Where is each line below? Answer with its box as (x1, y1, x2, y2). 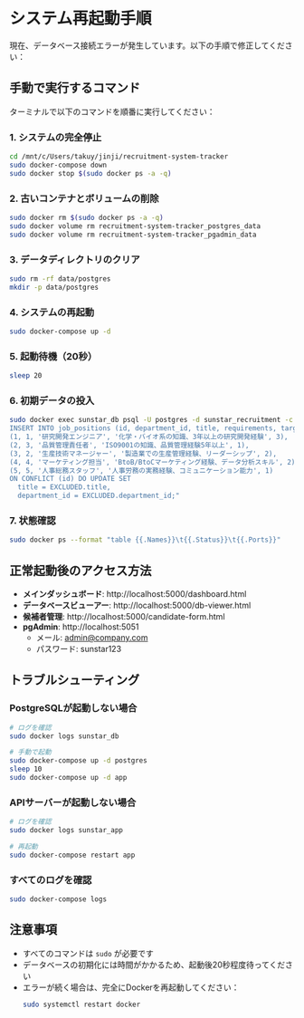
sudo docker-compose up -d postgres (9, 756, 147, 765)
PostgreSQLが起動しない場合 (9, 702, 138, 715)
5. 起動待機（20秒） (9, 350, 98, 362)
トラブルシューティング (9, 672, 140, 688)
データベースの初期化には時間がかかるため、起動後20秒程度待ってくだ (22, 959, 286, 970)
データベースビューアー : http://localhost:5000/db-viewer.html (22, 600, 252, 611)
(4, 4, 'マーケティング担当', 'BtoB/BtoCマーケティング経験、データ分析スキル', (9, 457, 283, 466)
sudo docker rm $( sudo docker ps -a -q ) (9, 213, 165, 222)
